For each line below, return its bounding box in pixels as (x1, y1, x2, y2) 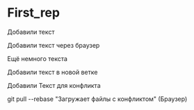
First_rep (7, 5, 60, 21)
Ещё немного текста (7, 54, 68, 63)
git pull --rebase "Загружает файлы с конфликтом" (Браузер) (7, 95, 188, 103)
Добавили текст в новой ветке (7, 68, 98, 76)
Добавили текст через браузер (7, 41, 100, 49)
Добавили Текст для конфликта (7, 81, 101, 89)
